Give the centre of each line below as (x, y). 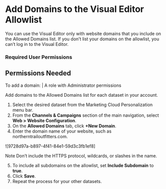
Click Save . (24, 176)
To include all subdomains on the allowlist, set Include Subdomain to (83, 165)
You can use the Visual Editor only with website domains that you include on (83, 33)
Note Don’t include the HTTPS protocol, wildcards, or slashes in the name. (81, 156)
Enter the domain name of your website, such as (62, 131)
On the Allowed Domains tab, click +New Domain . (64, 126)
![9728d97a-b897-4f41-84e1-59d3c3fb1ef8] (50, 146)
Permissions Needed (38, 73)
